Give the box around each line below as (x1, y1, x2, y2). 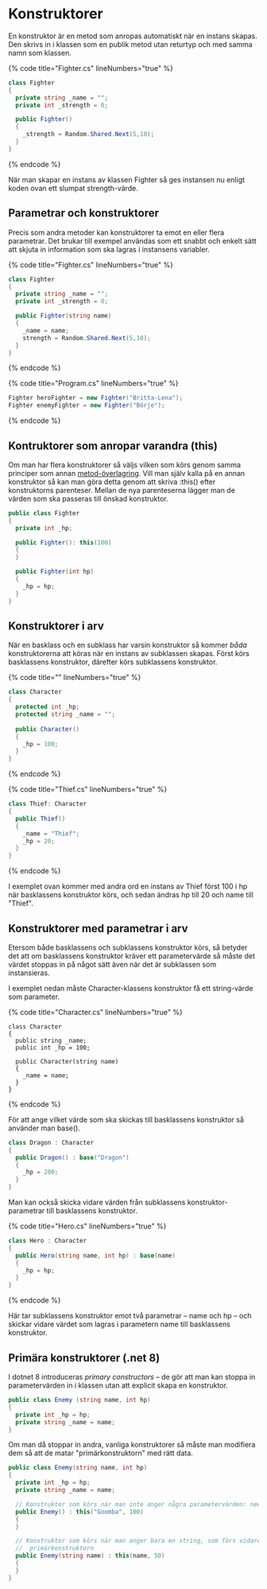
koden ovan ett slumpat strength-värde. (8, 183, 139, 193)
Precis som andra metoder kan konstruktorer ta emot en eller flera (8, 228, 225, 237)
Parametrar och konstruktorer (8, 206, 160, 220)
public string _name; (15, 1037, 87, 1044)
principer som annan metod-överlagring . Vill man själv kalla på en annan (8, 468, 246, 478)
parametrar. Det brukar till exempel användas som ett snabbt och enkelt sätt (8, 236, 257, 245)
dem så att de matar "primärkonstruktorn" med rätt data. (8, 1448, 193, 1458)
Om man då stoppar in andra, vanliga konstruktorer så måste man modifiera (8, 1440, 256, 1450)
